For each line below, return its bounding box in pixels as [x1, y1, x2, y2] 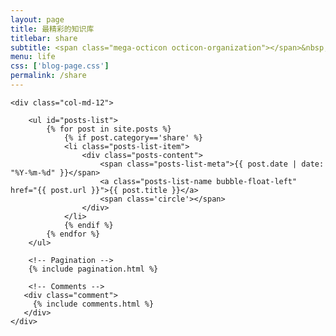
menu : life [10, 52, 56, 62]
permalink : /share [10, 71, 87, 81]
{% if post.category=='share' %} [63, 132, 203, 143]
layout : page [10, 14, 65, 25]
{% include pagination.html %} [28, 264, 159, 274]
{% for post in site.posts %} [46, 124, 172, 134]
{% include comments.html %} [32, 299, 155, 309]
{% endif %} [63, 220, 114, 230]
